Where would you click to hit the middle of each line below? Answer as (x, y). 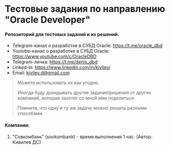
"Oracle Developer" (48, 20)
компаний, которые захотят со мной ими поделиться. (76, 98)
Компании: (17, 125)
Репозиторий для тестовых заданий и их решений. (62, 34)
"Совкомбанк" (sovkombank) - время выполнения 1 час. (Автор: (82, 137)
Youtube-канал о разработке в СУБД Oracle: (61, 51)
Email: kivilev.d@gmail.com (41, 73)
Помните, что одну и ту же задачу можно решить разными (82, 108)
